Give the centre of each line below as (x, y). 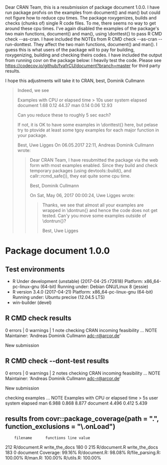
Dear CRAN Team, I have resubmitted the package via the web (94, 160)
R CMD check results (38, 318)
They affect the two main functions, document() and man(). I (95, 44)
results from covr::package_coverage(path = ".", (82, 419)
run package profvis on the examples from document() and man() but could (83, 12)
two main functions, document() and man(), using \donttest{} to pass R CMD (83, 34)
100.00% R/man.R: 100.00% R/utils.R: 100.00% (53, 458)
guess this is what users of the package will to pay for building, (70, 50)
